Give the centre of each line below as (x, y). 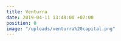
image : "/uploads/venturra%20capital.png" (61, 29)
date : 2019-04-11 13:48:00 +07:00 (50, 17)
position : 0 (21, 23)
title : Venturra (27, 12)
